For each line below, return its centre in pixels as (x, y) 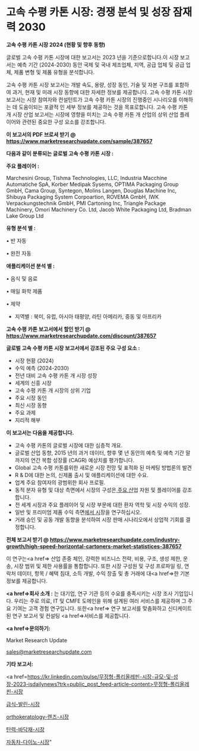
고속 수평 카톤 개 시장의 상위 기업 (53, 390)
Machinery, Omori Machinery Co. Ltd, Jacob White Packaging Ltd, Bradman (99, 209)
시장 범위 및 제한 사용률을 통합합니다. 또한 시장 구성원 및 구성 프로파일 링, (98, 566)
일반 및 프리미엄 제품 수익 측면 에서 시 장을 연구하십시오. (78, 512)
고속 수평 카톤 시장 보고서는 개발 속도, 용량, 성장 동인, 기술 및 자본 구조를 (90, 84)
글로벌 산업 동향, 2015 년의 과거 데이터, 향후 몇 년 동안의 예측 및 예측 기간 (99, 453)
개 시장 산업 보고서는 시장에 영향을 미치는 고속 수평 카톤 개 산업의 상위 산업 (92, 114)
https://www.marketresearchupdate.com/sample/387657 (79, 141)
